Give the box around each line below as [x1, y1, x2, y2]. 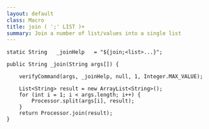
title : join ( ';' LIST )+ [6, 23, 85, 30]
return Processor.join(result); [19, 109, 113, 117]
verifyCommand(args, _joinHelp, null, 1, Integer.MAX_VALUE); [19, 73, 203, 80]
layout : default [6, 10, 54, 17]
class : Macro [6, 17, 45, 24]
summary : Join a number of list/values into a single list [6, 29, 182, 37]
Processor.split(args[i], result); [31, 98, 135, 105]
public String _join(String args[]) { [6, 61, 119, 68]
